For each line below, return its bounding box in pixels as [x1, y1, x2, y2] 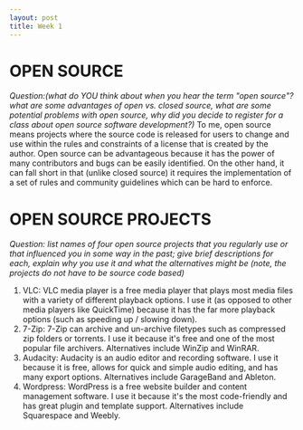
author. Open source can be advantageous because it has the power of [9, 148, 275, 159]
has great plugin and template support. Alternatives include [22, 400, 244, 412]
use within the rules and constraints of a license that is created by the [9, 139, 269, 149]
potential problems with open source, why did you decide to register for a [9, 110, 284, 120]
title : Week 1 [9, 22, 63, 31]
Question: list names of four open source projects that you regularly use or [9, 239, 289, 250]
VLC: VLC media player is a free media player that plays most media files [22, 285, 294, 296]
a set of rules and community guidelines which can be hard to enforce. [9, 177, 273, 188]
